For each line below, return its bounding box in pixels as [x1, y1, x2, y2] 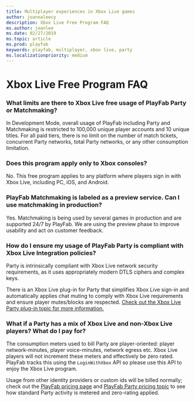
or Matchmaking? [6, 106, 58, 114]
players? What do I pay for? [6, 327, 86, 335]
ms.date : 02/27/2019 [6, 31, 57, 36]
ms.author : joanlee [6, 25, 54, 31]
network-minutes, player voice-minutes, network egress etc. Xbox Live [6, 347, 178, 354]
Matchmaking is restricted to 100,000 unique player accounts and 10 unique [6, 126, 190, 133]
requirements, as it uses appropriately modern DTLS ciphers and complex [6, 268, 185, 275]
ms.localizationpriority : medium [6, 52, 88, 58]
